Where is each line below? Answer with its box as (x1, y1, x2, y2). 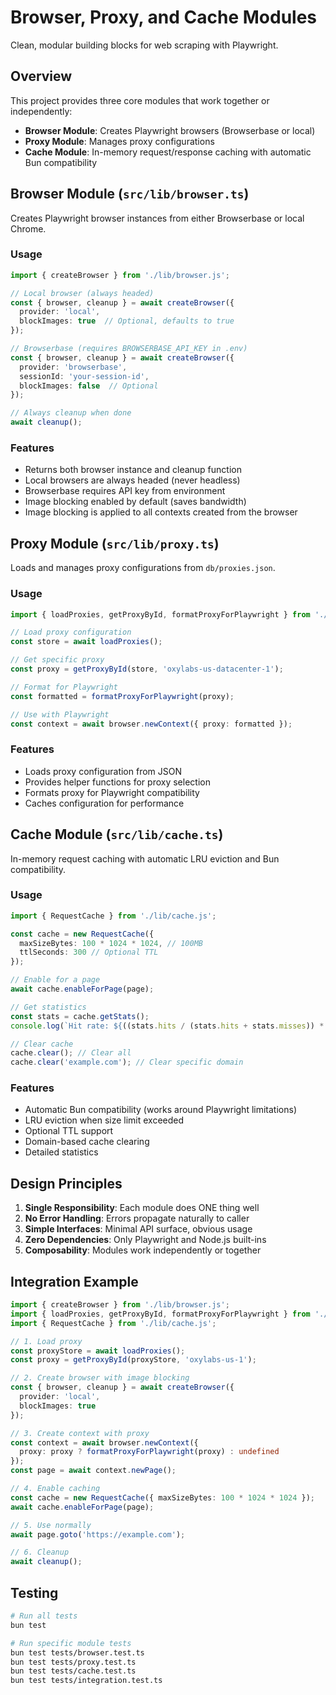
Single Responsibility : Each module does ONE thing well (24, 1202, 260, 1214)
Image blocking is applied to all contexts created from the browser (24, 506, 298, 518)
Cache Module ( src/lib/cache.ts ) (10, 826, 224, 843)
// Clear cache (10, 1039, 74, 1049)
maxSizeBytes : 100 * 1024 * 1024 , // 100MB (19, 938, 203, 948)
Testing (10, 1584, 59, 1601)
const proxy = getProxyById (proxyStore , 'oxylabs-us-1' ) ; (10, 1355, 257, 1365)
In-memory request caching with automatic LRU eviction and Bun (10, 852, 280, 865)
